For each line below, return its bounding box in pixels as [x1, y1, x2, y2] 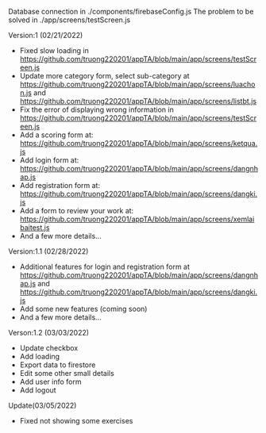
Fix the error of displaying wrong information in [19, 105, 175, 114]
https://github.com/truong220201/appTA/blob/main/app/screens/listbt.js [19, 97, 256, 105]
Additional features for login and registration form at [19, 262, 191, 271]
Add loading [19, 352, 60, 361]
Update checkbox [19, 343, 79, 352]
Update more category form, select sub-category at [19, 71, 190, 80]
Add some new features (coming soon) [19, 305, 148, 313]
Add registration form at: [19, 181, 101, 190]
